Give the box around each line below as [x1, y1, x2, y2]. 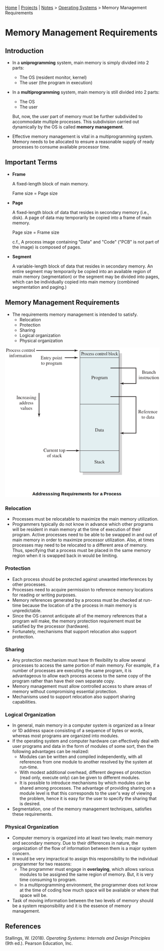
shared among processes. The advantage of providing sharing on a [19, 785, 156, 791]
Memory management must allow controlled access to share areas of [12, 683, 152, 689]
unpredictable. [12, 608, 42, 614]
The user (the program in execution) [19, 80, 93, 86]
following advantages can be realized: [12, 748, 89, 755]
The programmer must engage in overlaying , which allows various [19, 866, 154, 872]
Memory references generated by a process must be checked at [12, 597, 142, 603]
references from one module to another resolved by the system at [19, 759, 153, 765]
